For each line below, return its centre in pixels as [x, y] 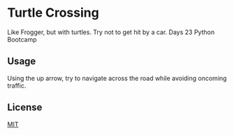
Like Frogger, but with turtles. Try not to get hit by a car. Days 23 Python [111, 32]
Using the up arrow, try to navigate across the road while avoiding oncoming [117, 78]
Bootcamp [22, 39]
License [25, 108]
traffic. [17, 86]
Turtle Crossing [53, 13]
